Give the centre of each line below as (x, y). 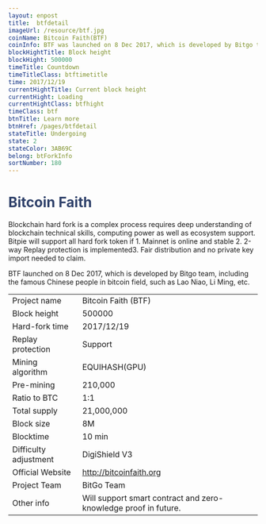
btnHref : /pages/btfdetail (53, 126)
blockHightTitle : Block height (60, 52)
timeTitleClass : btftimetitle (58, 75)
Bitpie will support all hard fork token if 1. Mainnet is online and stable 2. (125, 241)
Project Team (37, 485)
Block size (31, 424)
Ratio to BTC (35, 398)
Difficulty (29, 449)
